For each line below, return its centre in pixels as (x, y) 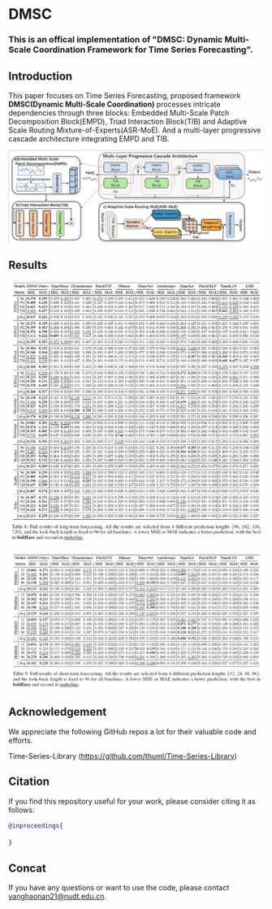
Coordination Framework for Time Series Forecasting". (143, 50)
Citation (29, 782)
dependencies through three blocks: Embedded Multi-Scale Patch (119, 113)
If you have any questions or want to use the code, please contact (119, 888)
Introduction (41, 76)
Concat (27, 868)
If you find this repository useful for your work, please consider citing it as (132, 801)
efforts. (21, 740)
